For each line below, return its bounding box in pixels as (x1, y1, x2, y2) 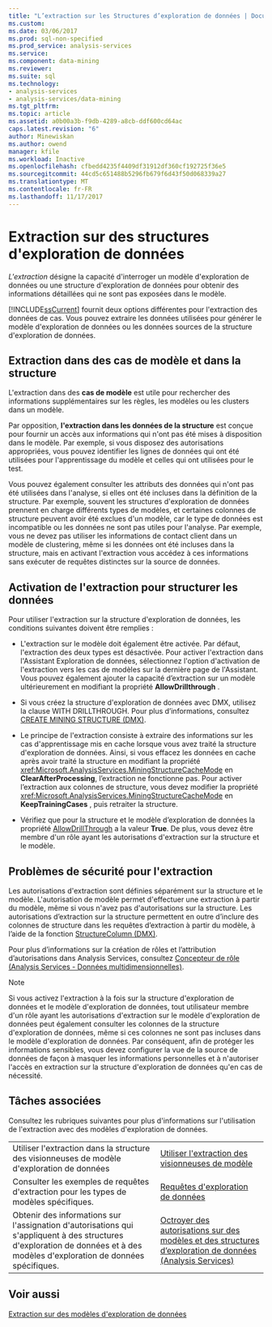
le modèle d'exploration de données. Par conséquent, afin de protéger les (8, 1036, 255, 1046)
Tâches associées (8, 1094, 101, 1108)
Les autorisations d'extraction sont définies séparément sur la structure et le (8, 886, 263, 895)
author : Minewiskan (8, 132, 74, 140)
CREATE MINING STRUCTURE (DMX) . (19, 715, 147, 725)
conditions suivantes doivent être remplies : (8, 623, 154, 633)
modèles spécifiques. (12, 1196, 95, 1207)
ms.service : (8, 49, 49, 58)
